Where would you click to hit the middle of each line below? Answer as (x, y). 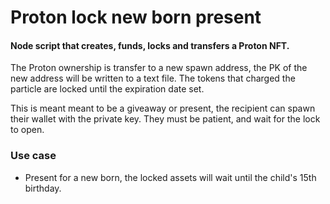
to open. (27, 130)
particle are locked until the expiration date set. (107, 89)
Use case (33, 156)
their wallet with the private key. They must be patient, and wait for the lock (165, 119)
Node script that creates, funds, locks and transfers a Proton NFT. (150, 45)
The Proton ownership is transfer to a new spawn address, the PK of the (159, 68)
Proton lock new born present (136, 17)
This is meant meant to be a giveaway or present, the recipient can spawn (163, 108)
